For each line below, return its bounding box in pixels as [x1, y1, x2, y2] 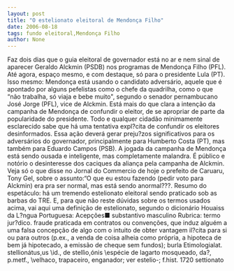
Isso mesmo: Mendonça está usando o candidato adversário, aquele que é [7, 78, 222, 86]
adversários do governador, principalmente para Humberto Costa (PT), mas [7, 137, 225, 145]
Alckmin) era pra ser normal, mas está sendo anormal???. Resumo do [7, 182, 207, 190]
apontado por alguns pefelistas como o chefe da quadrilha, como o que [7, 85, 213, 94]
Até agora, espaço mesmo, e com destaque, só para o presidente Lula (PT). [7, 71, 226, 79]
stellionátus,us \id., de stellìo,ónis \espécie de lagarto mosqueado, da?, [7, 249, 212, 257]
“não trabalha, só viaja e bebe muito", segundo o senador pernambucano [7, 92, 218, 101]
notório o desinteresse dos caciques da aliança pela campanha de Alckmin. [7, 159, 225, 168]
